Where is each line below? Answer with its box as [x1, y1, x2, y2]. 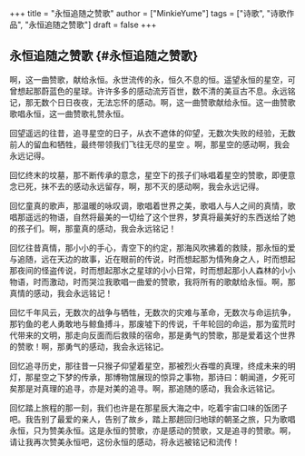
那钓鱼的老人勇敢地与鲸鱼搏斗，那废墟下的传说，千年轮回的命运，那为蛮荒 [9, 318, 288, 329]
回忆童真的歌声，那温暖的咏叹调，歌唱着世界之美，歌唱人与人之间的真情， [9, 200, 288, 211]
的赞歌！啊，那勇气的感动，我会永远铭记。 [9, 341, 169, 352]
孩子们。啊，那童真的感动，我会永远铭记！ [16, 223, 177, 233]
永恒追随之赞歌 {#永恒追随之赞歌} [9, 48, 199, 64]
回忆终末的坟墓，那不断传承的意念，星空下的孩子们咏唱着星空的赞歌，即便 [9, 169, 288, 180]
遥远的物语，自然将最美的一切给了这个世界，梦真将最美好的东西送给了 [25, 212, 288, 223]
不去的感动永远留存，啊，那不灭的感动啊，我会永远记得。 [48, 181, 264, 192]
